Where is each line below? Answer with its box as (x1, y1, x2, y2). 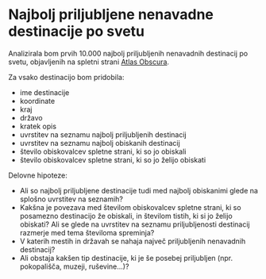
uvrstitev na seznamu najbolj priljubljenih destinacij (19, 129, 187, 139)
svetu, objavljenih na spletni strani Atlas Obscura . (8, 57, 169, 67)
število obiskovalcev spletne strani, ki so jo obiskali (19, 147, 187, 156)
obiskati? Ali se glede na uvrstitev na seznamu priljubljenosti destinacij (19, 220, 250, 229)
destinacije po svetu (8, 22, 145, 40)
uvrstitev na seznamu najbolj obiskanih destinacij (19, 138, 180, 147)
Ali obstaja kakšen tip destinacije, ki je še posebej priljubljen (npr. (19, 253, 233, 262)
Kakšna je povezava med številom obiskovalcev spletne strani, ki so (19, 202, 241, 212)
